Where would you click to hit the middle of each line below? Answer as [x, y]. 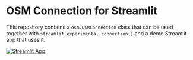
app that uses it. [26, 39]
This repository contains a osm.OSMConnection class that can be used [90, 27]
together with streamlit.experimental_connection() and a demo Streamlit [96, 33]
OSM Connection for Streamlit [82, 11]
